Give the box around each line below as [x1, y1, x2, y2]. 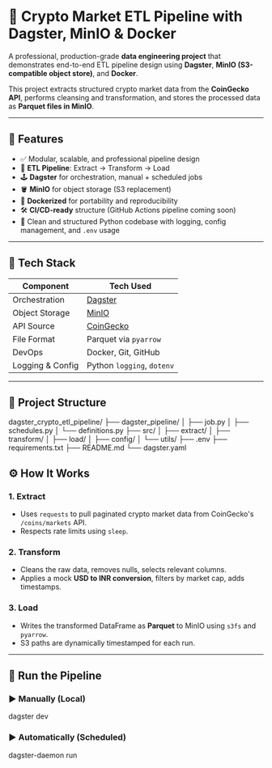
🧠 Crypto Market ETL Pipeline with [8, 7, 243, 26]
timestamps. [19, 582, 62, 592]
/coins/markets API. [19, 518, 87, 528]
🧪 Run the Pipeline [8, 669, 102, 683]
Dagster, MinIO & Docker [8, 24, 176, 43]
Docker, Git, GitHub [86, 346, 160, 358]
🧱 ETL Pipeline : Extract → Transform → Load [19, 163, 170, 172]
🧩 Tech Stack [8, 257, 76, 270]
